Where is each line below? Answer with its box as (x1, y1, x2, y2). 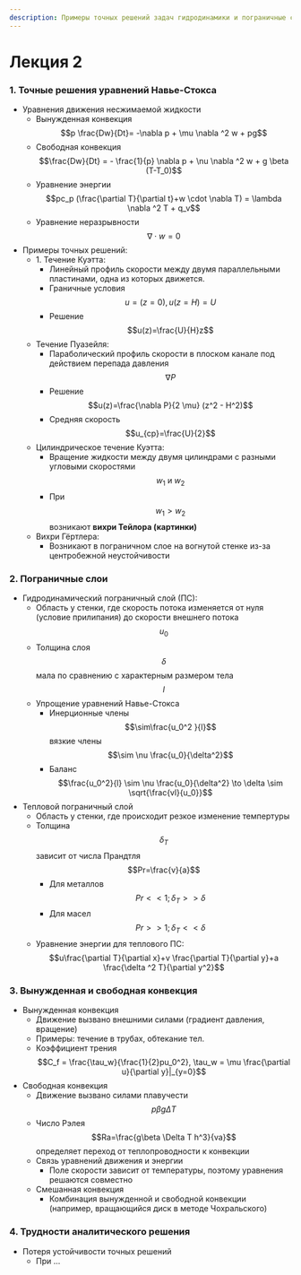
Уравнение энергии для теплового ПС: (35, 939, 185, 950)
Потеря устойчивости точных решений (21, 1245, 172, 1256)
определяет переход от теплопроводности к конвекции (35, 1146, 250, 1157)
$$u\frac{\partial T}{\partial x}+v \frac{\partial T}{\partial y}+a (48, 952, 279, 964)
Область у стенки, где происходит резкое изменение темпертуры (35, 811, 290, 821)
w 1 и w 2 (156, 475, 185, 488)
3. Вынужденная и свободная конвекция (9, 984, 198, 997)
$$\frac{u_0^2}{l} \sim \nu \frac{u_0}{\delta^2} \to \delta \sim (57, 777, 284, 788)
